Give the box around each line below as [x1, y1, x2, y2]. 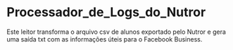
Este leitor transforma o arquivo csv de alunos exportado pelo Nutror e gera [6, 27, 227, 36]
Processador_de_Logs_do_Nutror [6, 4, 206, 20]
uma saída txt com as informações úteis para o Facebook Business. [6, 35, 203, 43]
